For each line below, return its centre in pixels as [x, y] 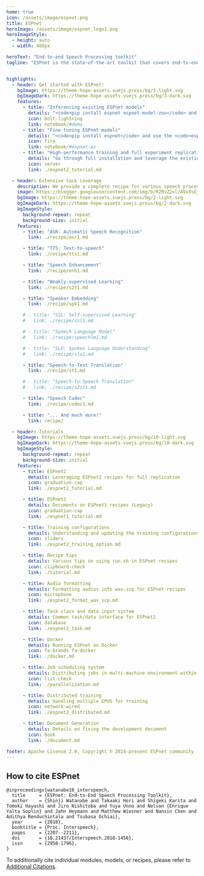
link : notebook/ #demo [56, 124]
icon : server [45, 164]
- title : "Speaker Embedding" [60, 298]
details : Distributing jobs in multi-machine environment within [113, 673]
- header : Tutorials [38, 432]
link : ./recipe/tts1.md [58, 254]
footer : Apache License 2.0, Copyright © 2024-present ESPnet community [100, 751]
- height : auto [31, 40]
